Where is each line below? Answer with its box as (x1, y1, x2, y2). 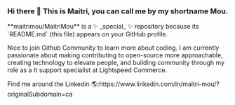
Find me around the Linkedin (7, 80, 90, 88)
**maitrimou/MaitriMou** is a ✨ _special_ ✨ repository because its (7, 22, 199, 31)
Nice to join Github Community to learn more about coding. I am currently (7, 43, 220, 52)
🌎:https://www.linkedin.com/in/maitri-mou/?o (90, 80, 220, 88)
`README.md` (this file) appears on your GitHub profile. (7, 30, 168, 38)
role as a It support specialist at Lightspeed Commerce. (7, 66, 167, 74)
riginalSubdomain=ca (7, 90, 73, 99)
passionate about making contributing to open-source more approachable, (7, 51, 223, 59)
